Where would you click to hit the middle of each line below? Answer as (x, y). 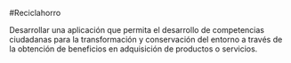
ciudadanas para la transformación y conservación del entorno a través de (146, 39)
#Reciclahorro (35, 13)
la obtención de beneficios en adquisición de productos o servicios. (133, 49)
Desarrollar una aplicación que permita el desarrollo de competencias (137, 30)
